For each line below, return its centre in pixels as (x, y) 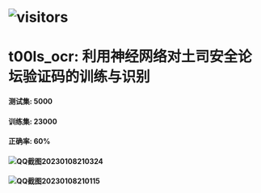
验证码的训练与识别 (87, 77)
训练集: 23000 (33, 121)
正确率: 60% (29, 141)
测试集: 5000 (31, 101)
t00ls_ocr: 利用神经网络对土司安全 (123, 57)
